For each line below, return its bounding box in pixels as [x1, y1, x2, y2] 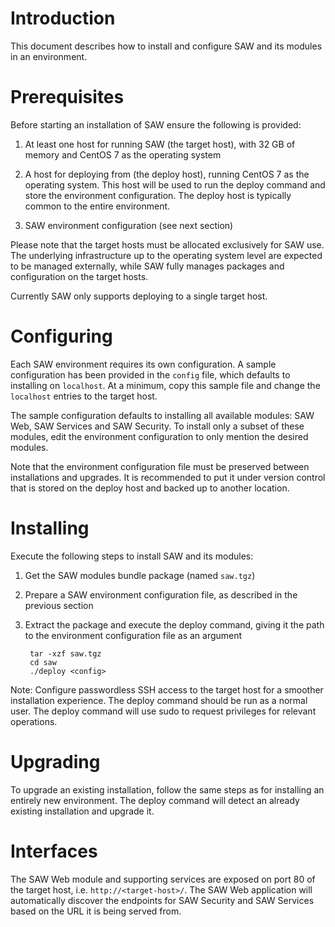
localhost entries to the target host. [10, 390, 158, 402]
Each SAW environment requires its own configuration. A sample [10, 358, 277, 370]
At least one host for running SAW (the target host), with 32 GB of [24, 138, 296, 150]
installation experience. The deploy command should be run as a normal [10, 694, 308, 706]
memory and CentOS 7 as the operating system [24, 148, 222, 161]
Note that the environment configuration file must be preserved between [10, 460, 310, 472]
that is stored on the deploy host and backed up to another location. [10, 482, 290, 494]
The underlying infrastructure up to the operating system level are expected [10, 249, 323, 261]
